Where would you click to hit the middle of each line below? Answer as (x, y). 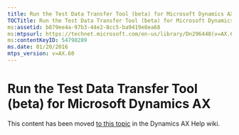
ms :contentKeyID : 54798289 (47, 40)
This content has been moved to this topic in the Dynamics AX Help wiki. (114, 123)
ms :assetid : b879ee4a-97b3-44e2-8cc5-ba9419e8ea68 (84, 27)
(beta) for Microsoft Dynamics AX (109, 104)
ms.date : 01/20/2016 (38, 47)
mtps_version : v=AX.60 (41, 54)
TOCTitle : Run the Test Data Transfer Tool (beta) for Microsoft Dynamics (121, 21)
